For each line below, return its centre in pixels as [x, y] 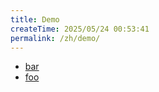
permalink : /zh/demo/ [55, 38]
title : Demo [35, 19]
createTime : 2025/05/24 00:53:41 [80, 29]
